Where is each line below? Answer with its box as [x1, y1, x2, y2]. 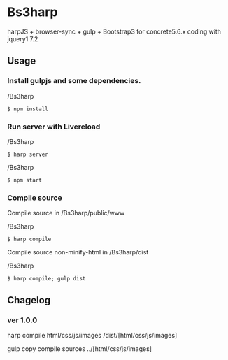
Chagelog [7, 294, 51, 306]
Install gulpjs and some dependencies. [7, 76, 141, 86]
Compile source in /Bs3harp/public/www [7, 209, 125, 217]
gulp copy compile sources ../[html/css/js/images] [7, 344, 152, 353]
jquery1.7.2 [7, 34, 38, 43]
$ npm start [7, 176, 42, 184]
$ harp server [7, 151, 49, 158]
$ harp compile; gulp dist [7, 275, 86, 282]
